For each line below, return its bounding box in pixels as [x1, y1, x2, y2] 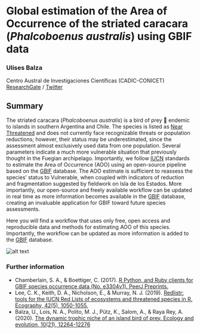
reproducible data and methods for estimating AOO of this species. [6, 223, 171, 231]
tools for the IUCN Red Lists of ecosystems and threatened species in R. [14, 295, 193, 302]
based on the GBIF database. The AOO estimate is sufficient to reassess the [6, 167, 193, 174]
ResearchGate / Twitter [6, 84, 63, 91]
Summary [6, 100, 44, 111]
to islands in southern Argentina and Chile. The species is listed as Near [6, 123, 183, 130]
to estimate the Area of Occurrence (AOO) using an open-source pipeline [6, 161, 186, 168]
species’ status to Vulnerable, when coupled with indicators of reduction [6, 174, 184, 181]
